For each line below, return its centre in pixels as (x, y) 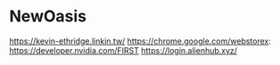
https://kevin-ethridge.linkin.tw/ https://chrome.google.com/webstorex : (140, 41)
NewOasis (48, 16)
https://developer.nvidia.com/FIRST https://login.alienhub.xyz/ (124, 50)
